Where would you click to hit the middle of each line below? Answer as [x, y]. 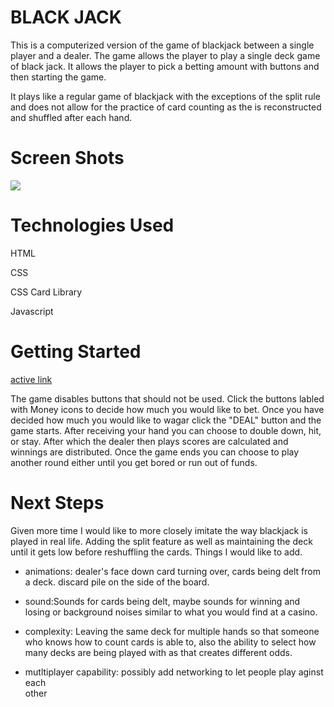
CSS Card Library [46, 292]
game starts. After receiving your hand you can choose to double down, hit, [166, 430]
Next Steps [57, 502]
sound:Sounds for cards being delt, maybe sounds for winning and [162, 601]
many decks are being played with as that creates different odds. [158, 652]
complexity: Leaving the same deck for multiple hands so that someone [172, 631]
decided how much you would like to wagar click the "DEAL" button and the [166, 420]
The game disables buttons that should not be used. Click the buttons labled [167, 398]
